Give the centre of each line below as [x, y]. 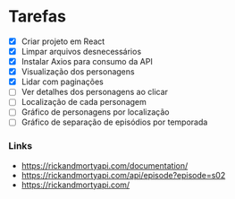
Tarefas [37, 17]
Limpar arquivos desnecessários [81, 52]
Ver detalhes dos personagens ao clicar [95, 92]
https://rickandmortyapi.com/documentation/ [105, 165]
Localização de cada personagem [84, 102]
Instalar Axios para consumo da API [87, 62]
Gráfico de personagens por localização [95, 112]
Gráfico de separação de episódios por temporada [114, 122]
